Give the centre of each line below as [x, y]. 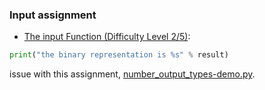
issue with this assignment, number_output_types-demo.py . [132, 74]
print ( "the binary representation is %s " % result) [119, 55]
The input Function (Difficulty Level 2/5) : [107, 37]
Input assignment [53, 15]
